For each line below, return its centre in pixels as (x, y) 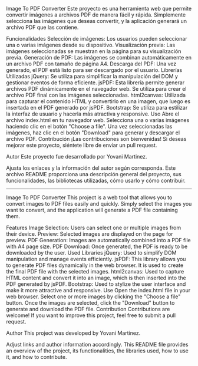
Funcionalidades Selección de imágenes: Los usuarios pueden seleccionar (97, 39)
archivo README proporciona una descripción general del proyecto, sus (94, 174)
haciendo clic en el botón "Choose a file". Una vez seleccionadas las (89, 126)
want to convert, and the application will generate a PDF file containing (92, 210)
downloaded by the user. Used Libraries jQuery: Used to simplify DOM (91, 253)
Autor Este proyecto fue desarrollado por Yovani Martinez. (77, 156)
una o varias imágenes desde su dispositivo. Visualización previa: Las (91, 45)
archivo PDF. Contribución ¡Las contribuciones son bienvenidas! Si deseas (96, 139)
